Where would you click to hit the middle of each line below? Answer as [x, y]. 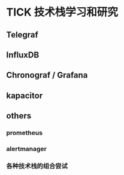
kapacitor [25, 95]
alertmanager [26, 149]
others [19, 116]
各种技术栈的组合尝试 [37, 166]
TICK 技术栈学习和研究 [62, 12]
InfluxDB [23, 55]
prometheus [25, 133]
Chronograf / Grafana [47, 75]
